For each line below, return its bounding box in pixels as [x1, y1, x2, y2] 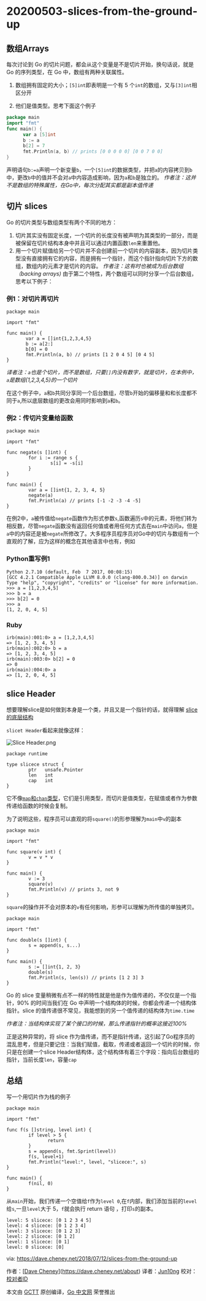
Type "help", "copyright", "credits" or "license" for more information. [6, 580, 199, 586]
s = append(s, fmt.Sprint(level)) [28, 1148, 116, 1154]
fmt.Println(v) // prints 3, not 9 [28, 886, 120, 892]
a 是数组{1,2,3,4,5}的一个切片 [6, 376, 78, 384]
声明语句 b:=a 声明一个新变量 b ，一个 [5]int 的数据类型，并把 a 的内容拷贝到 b [6, 166, 193, 173]
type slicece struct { [6, 761, 64, 767]
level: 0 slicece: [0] [6, 1244, 64, 1250]
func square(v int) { [6, 848, 62, 855]
